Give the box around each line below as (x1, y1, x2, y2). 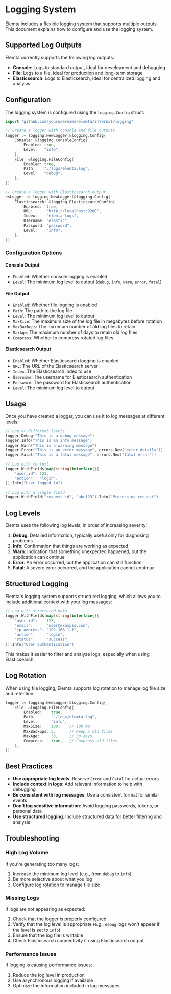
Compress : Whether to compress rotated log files (12, 334, 114, 341)
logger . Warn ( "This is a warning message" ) (5, 443, 97, 448)
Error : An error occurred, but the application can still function (12, 559, 142, 566)
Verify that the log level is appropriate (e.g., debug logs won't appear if (12, 921, 160, 927)
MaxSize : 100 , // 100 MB (23, 724, 90, 730)
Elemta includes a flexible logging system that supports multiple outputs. (5, 20, 158, 27)
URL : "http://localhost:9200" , (23, 209, 102, 214)
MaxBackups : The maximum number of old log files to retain (12, 323, 136, 329)
